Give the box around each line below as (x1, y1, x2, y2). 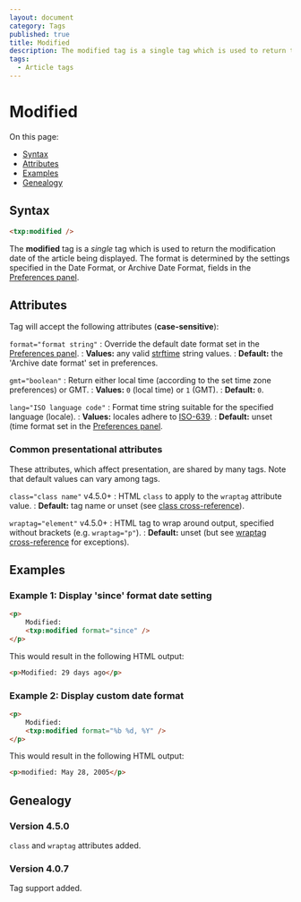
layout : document (9, 13, 74, 22)
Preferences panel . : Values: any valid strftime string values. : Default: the (9, 348, 284, 359)
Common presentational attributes (9, 443, 163, 456)
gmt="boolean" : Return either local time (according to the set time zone (9, 375, 271, 386)
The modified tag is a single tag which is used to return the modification (9, 243, 276, 253)
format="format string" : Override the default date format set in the (9, 339, 260, 349)
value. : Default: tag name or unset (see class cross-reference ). (9, 500, 245, 511)
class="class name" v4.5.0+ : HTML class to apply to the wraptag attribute (9, 490, 282, 502)
